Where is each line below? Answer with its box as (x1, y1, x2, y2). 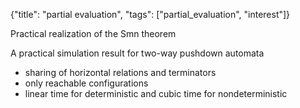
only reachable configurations (24, 77, 149, 89)
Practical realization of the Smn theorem (10, 28, 177, 39)
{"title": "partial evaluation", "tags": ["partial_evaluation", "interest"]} (10, 9, 291, 20)
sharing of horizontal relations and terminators (24, 67, 217, 78)
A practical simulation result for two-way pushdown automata (10, 47, 265, 59)
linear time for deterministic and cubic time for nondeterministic (24, 88, 288, 99)
